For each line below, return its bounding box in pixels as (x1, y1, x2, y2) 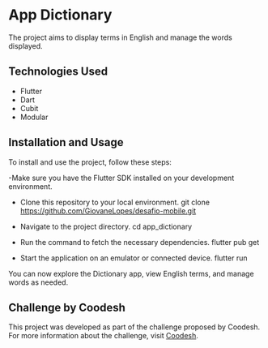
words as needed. (8, 277, 69, 287)
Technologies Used (8, 65, 108, 79)
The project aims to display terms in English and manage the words (8, 32, 232, 42)
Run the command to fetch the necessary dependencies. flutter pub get (19, 237, 260, 247)
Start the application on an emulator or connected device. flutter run (19, 253, 249, 263)
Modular (19, 112, 49, 122)
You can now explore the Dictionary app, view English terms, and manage (8, 269, 254, 278)
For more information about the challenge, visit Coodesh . (8, 331, 198, 341)
